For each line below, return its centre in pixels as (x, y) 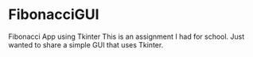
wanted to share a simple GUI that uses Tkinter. (86, 44)
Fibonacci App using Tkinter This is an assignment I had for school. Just (127, 36)
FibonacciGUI (54, 15)
